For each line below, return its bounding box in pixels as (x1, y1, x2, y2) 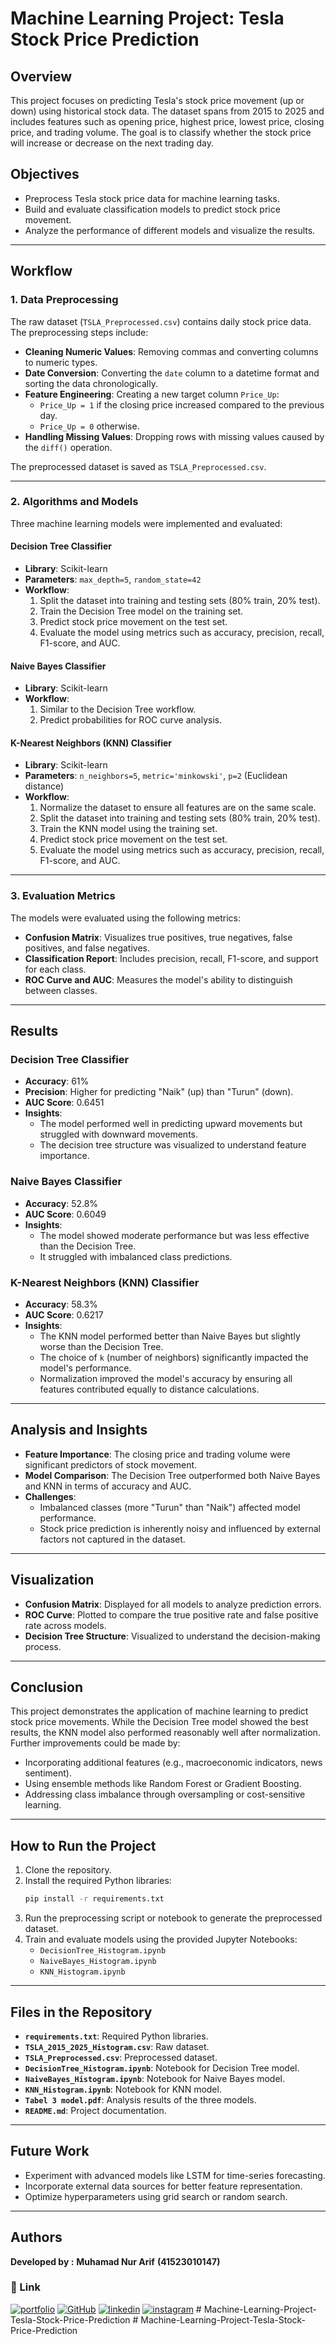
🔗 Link (10, 2280, 41, 2294)
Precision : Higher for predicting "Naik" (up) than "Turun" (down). (24, 1086, 294, 1098)
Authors (10, 2229, 63, 2246)
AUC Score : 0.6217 (24, 1308, 104, 1321)
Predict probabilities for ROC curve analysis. (39, 714, 223, 726)
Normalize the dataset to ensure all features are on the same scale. (39, 802, 317, 814)
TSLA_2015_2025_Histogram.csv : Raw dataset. (24, 2040, 210, 2052)
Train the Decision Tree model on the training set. (39, 605, 244, 617)
